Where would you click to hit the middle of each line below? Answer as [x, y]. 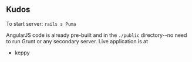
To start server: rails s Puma [41, 23]
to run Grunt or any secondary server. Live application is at [77, 41]
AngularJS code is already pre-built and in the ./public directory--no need [97, 35]
